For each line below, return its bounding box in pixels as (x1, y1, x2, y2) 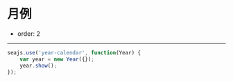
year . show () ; (19, 62, 58, 69)
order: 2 (17, 29, 40, 38)
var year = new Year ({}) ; (19, 56, 95, 63)
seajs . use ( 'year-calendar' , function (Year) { (7, 49, 141, 56)
